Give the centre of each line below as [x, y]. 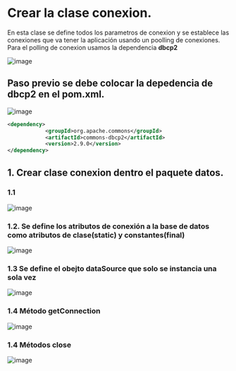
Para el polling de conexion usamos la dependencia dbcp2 [93, 47]
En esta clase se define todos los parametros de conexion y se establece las [118, 32]
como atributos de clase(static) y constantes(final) [96, 235]
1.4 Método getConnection [54, 311]
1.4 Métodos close [39, 345]
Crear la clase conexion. [80, 13]
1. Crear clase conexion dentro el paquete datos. [116, 172]
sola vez [22, 278]
